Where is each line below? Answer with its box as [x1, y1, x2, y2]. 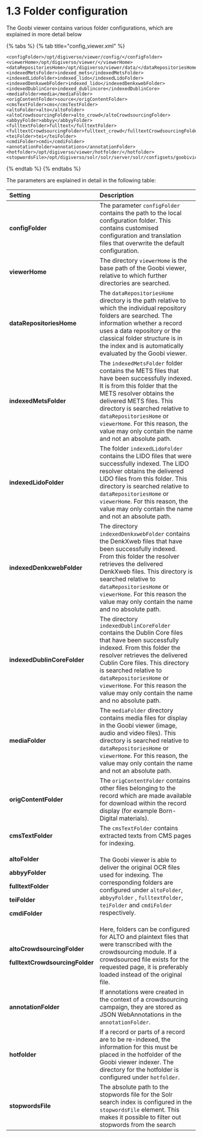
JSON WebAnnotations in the [99, 1010, 182, 1019]
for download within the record [99, 799, 187, 807]
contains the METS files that [99, 367, 179, 375]
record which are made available [99, 791, 192, 799]
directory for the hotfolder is [99, 1065, 179, 1074]
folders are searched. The [99, 311, 173, 319]
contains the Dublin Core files [99, 628, 183, 636]
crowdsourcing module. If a [99, 947, 177, 956]
